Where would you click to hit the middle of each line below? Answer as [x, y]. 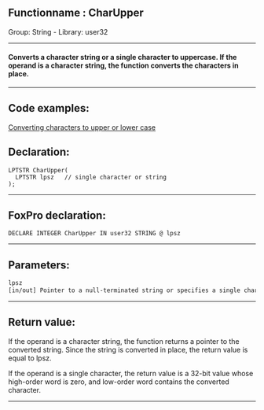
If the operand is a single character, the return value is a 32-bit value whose [131, 373]
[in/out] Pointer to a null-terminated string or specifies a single [125, 290]
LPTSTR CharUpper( [38, 170]
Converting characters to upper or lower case [82, 127]
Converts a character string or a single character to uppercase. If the [123, 57]
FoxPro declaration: [57, 216]
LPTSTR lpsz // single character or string [91, 177]
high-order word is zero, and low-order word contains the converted [119, 382]
